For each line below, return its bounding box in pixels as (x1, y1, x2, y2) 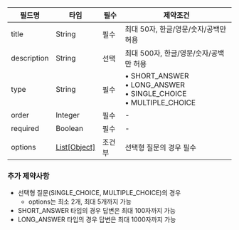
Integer (55, 110, 80, 120)
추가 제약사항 (7, 171, 50, 181)
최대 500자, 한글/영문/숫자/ (124, 48, 212, 58)
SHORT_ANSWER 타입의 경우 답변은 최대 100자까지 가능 (17, 207, 176, 215)
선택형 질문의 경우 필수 (124, 142, 197, 152)
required (11, 124, 40, 133)
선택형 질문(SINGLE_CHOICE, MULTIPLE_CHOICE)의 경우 (17, 189, 181, 197)
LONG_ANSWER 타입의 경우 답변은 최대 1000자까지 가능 (17, 215, 176, 224)
